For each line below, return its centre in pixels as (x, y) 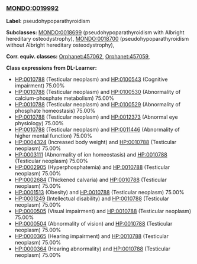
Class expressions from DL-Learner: (51, 68)
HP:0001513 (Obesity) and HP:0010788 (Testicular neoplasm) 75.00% (99, 193)
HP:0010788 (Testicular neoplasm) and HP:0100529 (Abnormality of (98, 105)
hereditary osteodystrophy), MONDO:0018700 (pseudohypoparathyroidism (98, 39)
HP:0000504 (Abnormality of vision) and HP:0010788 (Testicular (93, 224)
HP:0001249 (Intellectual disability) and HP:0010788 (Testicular (92, 198)
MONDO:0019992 (33, 8)
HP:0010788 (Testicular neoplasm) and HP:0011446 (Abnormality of (97, 130)
